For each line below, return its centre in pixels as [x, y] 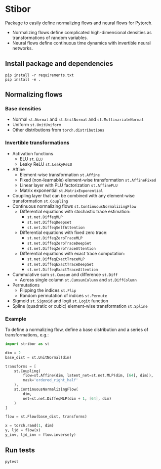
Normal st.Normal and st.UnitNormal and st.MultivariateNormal [78, 119]
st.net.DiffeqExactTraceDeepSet [60, 264]
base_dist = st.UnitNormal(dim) [38, 357]
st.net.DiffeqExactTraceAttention [62, 270]
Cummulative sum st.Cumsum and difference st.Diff [65, 274]
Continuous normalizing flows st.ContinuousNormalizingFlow [74, 206]
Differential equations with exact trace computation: [72, 253]
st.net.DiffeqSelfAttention [56, 228]
